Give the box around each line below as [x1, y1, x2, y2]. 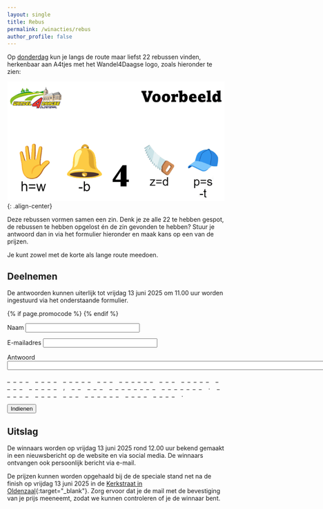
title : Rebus [7, 18, 45, 26]
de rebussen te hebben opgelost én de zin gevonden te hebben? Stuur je [7, 222, 215, 231]
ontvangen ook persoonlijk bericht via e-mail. [7, 459, 136, 467]
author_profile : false [7, 33, 72, 40]
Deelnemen [7, 270, 58, 283]
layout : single [7, 11, 51, 18]
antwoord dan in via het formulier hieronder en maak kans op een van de [7, 230, 214, 238]
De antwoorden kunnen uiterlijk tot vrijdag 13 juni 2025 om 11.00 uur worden [7, 289, 224, 297]
